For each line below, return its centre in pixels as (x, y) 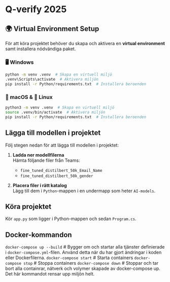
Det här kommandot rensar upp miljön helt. (50, 274)
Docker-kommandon (39, 235)
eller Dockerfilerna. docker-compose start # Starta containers (69, 258)
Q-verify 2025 (36, 9)
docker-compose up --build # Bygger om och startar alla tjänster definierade (85, 247)
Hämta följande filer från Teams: (46, 160)
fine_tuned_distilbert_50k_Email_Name (61, 170)
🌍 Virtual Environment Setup (52, 29)
